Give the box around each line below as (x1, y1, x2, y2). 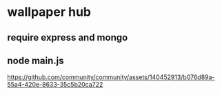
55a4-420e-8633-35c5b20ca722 (7, 81, 103, 89)
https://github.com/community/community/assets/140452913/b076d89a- (7, 73, 215, 81)
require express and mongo (7, 32, 128, 43)
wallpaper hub (7, 4, 92, 20)
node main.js (7, 54, 64, 66)
